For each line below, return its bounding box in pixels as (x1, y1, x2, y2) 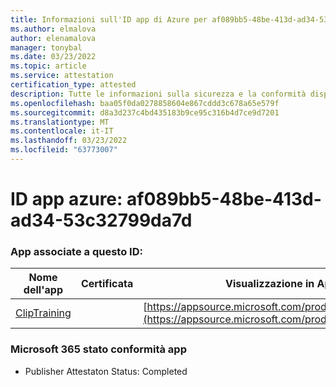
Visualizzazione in (225, 277, 315, 291)
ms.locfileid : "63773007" (10, 145, 118, 155)
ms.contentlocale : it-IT (10, 126, 114, 136)
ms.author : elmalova (10, 24, 97, 34)
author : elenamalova (10, 33, 97, 43)
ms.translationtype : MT (10, 117, 110, 127)
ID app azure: (10, 188, 123, 211)
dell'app (23, 283, 64, 297)
